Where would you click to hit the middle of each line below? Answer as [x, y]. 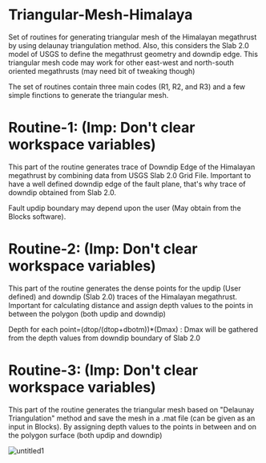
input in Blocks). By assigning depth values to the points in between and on [132, 426]
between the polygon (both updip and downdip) [87, 314]
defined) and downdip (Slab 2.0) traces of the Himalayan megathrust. [123, 296]
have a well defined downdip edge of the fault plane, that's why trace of [127, 184]
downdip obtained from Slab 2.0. [62, 192]
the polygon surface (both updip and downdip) [85, 435]
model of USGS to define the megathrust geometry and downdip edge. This [133, 54]
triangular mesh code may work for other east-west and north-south [121, 63]
